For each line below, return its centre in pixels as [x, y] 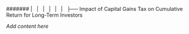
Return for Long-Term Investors [44, 15]
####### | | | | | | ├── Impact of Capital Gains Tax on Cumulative [94, 9]
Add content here [27, 26]
